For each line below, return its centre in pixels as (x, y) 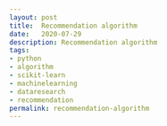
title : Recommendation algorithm (74, 26)
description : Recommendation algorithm (83, 42)
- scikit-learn (38, 75)
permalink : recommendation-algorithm (79, 108)
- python (25, 59)
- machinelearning (43, 83)
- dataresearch (38, 91)
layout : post (33, 17)
